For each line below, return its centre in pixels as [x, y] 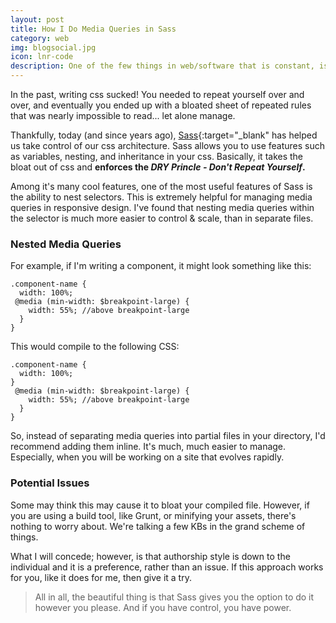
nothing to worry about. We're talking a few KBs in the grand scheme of [158, 526]
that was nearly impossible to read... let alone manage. [123, 115]
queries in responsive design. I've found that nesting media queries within [162, 207]
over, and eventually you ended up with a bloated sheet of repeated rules [161, 105]
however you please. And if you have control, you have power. [163, 607]
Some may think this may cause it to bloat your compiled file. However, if [160, 505]
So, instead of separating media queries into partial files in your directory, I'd [168, 436]
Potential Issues [50, 483]
